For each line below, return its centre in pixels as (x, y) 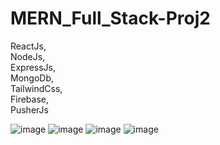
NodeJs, (28, 56)
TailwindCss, (36, 88)
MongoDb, (32, 78)
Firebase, (30, 99)
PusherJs (29, 109)
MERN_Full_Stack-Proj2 (110, 18)
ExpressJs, (33, 67)
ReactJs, (28, 46)
